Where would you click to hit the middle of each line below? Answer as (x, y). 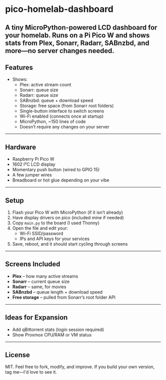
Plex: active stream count (45, 85)
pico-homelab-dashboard (59, 9)
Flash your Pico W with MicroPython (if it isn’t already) (68, 212)
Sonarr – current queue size (41, 281)
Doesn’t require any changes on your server (64, 127)
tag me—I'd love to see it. (31, 372)
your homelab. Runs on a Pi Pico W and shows (77, 35)
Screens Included (33, 264)
